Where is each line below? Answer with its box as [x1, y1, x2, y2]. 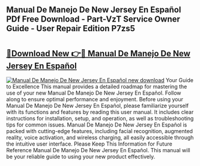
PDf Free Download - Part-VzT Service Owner [6, 14, 180, 25]
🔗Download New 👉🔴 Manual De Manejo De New [6, 48, 191, 59]
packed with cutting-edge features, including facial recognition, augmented [6, 128, 193, 134]
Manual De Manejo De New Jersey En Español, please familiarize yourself [6, 102, 189, 109]
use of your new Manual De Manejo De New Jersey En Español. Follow [6, 89, 181, 96]
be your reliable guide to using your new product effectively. [6, 153, 156, 160]
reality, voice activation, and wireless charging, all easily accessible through [6, 134, 194, 141]
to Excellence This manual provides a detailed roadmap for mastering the [6, 83, 187, 90]
